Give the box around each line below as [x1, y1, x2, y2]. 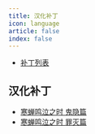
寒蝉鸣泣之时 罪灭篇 [19, 117, 87, 127]
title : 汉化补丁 [8, 11, 58, 20]
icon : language [8, 19, 60, 28]
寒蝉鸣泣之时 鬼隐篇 [19, 107, 87, 117]
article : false [8, 27, 60, 35]
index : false [8, 34, 53, 43]
